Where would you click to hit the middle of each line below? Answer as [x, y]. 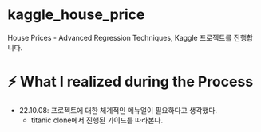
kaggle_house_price [76, 15]
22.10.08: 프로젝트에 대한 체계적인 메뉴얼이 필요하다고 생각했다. [118, 110]
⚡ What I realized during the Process [130, 82]
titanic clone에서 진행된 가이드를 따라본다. [97, 120]
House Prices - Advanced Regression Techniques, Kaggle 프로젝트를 [120, 37]
